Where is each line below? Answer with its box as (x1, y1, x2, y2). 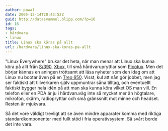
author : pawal (5, 7, 35, 12)
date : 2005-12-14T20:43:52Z (5, 12, 64, 17)
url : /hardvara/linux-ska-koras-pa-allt (5, 44, 92, 49)
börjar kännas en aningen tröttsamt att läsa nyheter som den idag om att (5, 68, 155, 75)
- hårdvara (5, 30, 28, 35)
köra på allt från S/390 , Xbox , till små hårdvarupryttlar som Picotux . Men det (5, 63, 163, 69)
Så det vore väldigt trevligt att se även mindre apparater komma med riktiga (5, 110, 162, 116)
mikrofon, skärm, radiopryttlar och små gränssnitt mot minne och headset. (5, 95, 159, 101)
